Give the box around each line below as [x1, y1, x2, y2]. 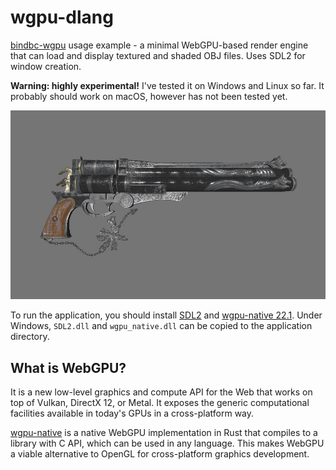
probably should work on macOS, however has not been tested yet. [10, 90, 288, 102]
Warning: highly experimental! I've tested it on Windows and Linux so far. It [10, 79, 325, 91]
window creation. [10, 60, 82, 72]
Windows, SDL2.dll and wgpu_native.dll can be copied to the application [10, 320, 313, 332]
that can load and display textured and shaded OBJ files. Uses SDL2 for [10, 49, 306, 61]
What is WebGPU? [10, 359, 127, 376]
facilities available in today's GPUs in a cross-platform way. [10, 407, 255, 420]
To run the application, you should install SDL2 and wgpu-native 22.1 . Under [10, 309, 323, 321]
